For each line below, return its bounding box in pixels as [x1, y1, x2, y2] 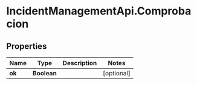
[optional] [102, 69, 131, 77]
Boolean [32, 69, 57, 77]
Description [62, 59, 97, 67]
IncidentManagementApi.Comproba [6, 4, 192, 18]
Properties [6, 41, 47, 51]
